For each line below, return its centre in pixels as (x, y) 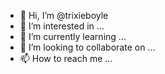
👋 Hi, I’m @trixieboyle (64, 15)
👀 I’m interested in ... (62, 26)
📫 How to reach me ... (66, 58)
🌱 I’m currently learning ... (73, 36)
